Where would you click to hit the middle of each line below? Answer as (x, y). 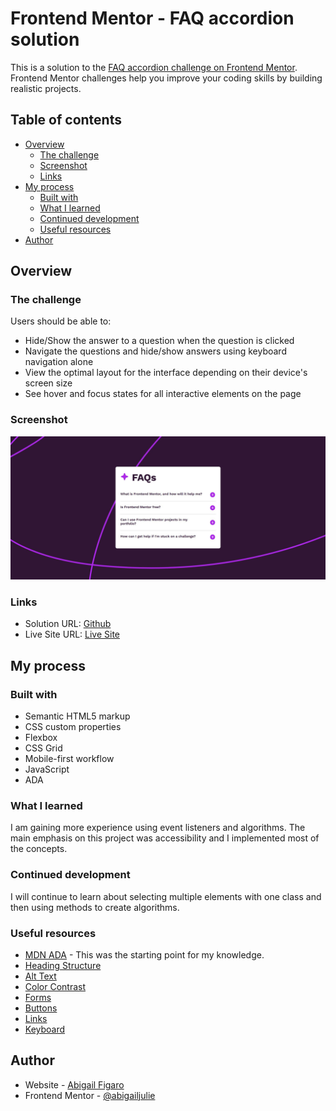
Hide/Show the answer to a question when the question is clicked (159, 341)
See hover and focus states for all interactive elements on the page (163, 394)
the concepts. (39, 849)
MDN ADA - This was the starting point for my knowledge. (144, 954)
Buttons (41, 1008)
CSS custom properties (73, 727)
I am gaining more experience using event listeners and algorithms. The (158, 828)
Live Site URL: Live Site (72, 634)
